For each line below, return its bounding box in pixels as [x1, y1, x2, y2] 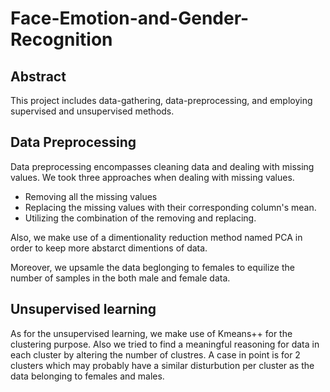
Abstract [10, 68, 67, 85]
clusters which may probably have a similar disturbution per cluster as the [10, 359, 315, 371]
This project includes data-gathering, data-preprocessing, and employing [10, 95, 313, 106]
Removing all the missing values [24, 190, 158, 202]
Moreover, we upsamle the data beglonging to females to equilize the [10, 261, 295, 273]
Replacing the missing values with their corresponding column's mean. [24, 201, 317, 213]
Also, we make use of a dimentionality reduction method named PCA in [10, 231, 303, 243]
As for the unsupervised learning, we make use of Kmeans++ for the [10, 327, 293, 339]
